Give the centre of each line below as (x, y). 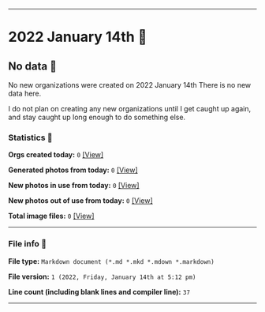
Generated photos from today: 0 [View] (73, 170)
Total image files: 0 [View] (51, 216)
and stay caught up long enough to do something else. (97, 117)
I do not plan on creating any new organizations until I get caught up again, (130, 109)
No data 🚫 (33, 66)
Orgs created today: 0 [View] (56, 155)
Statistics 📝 (30, 137)
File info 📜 (28, 244)
